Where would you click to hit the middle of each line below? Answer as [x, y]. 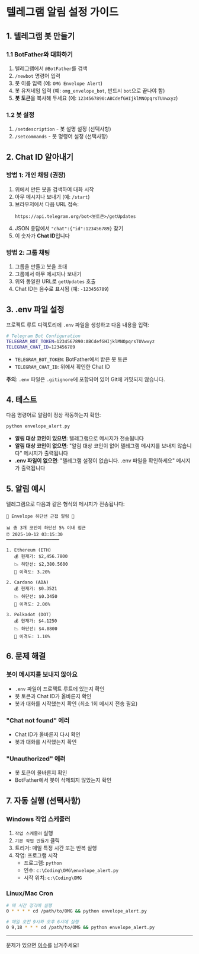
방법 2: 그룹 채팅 [28, 252]
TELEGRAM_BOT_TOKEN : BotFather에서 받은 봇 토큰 [71, 359]
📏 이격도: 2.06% [32, 604]
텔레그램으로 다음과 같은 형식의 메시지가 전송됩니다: [65, 504]
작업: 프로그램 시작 [36, 855]
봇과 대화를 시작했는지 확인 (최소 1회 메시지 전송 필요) [76, 703]
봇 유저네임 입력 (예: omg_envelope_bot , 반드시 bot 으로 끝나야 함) [90, 90]
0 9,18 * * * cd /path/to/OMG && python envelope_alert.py [81, 927]
